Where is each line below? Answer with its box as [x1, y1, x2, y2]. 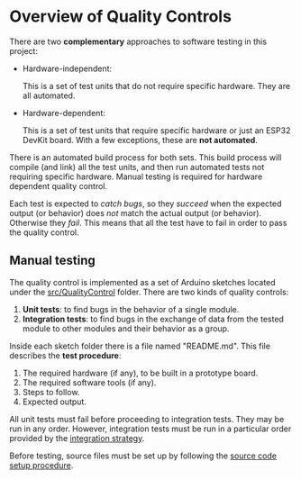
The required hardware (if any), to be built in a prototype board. [22, 367, 259, 378]
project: [9, 45, 39, 56]
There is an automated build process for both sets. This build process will [9, 151, 282, 163]
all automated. [22, 90, 76, 101]
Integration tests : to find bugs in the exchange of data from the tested [22, 313, 284, 324]
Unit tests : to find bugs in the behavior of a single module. [22, 303, 240, 314]
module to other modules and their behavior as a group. [22, 322, 230, 334]
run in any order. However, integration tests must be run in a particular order [9, 423, 292, 434]
